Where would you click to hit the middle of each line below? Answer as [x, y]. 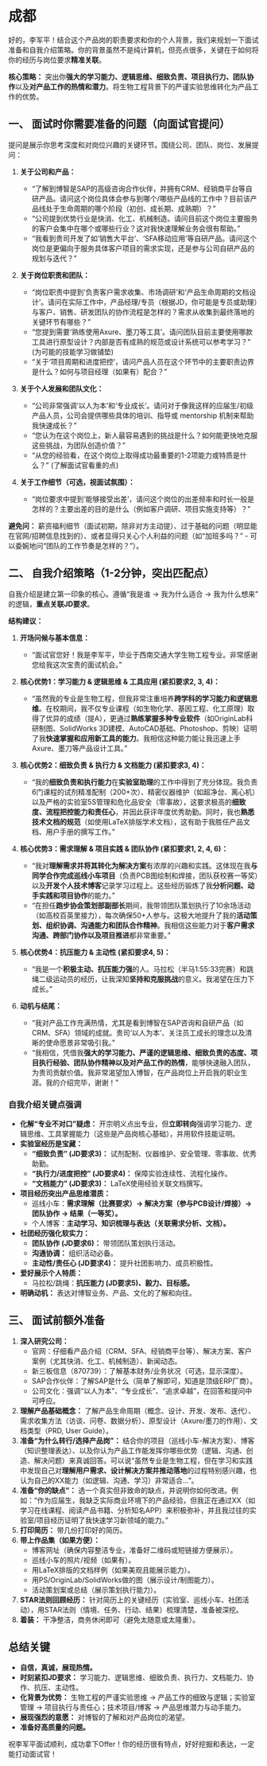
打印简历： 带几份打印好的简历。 [73, 1530]
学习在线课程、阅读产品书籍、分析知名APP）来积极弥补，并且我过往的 [135, 1510]
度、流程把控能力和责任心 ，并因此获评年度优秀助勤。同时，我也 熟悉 [143, 812]
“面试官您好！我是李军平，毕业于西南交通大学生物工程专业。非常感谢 [145, 654]
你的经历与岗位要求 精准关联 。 [57, 60]
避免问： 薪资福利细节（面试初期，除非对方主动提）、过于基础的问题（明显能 [133, 525]
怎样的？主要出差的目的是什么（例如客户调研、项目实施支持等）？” [141, 509]
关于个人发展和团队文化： [62, 388]
